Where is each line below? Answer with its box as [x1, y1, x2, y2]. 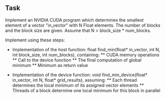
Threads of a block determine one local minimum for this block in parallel [12, 87, 161, 93]
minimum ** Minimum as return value [12, 62, 88, 68]
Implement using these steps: [5, 37, 65, 43]
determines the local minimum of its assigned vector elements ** [12, 82, 144, 88]
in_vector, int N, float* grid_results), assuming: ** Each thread [12, 77, 137, 83]
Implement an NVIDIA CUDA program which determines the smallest [5, 17, 144, 23]
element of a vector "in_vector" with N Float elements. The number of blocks [5, 22, 161, 28]
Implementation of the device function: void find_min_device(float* [12, 71, 148, 78]
